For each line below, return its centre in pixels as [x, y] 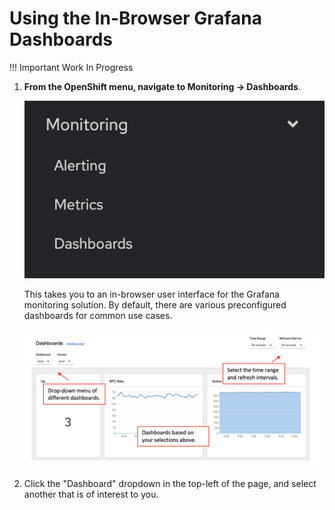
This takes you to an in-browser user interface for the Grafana [151, 294]
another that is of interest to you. [91, 494]
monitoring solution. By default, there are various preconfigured [155, 305]
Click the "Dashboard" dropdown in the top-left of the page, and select [170, 483]
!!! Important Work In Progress [71, 67]
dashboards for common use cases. [98, 316]
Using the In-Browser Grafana [136, 18]
